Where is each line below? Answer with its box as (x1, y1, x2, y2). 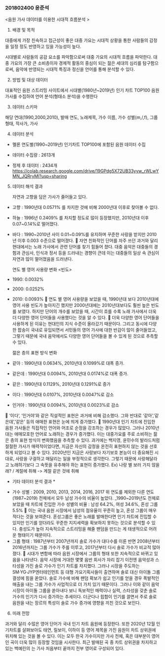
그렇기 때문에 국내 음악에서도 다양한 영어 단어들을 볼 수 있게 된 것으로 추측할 (12, 333, 159, 339)
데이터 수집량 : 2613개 (12, 152, 55, 158)
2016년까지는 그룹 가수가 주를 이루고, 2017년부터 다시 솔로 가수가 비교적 (12, 545, 151, 551)
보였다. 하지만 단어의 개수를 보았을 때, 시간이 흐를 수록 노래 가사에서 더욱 (17, 309, 157, 314)
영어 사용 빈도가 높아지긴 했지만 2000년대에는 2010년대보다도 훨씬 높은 (12, 302, 150, 309)
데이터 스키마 (12, 104, 38, 110)
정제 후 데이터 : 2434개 (12, 163, 58, 169)
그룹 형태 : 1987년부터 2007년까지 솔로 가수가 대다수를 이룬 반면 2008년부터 (12, 538, 160, 544)
